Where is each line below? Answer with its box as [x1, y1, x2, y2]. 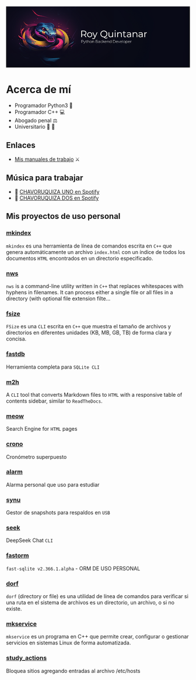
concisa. [6, 335, 27, 342]
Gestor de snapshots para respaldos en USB [6, 509, 110, 516]
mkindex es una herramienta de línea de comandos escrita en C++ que [6, 242, 172, 249]
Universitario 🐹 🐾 [14, 123, 55, 130]
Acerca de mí [6, 83, 71, 96]
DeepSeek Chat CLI [6, 537, 54, 544]
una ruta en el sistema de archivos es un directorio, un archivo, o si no [6, 599, 175, 606]
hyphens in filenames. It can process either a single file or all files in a [6, 289, 173, 296]
